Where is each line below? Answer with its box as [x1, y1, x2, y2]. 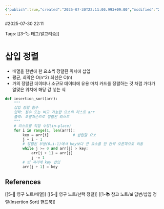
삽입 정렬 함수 [14, 105, 39, 110]
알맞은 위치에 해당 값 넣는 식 [12, 86, 66, 92]
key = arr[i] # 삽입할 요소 [22, 132, 97, 137]
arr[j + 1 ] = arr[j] [31, 151, 73, 156]
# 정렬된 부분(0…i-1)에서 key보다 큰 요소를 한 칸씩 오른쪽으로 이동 [22, 142, 143, 146]
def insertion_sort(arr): [5, 96, 58, 101]
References [5, 178, 41, 186]
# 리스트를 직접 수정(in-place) [14, 123, 72, 128]
